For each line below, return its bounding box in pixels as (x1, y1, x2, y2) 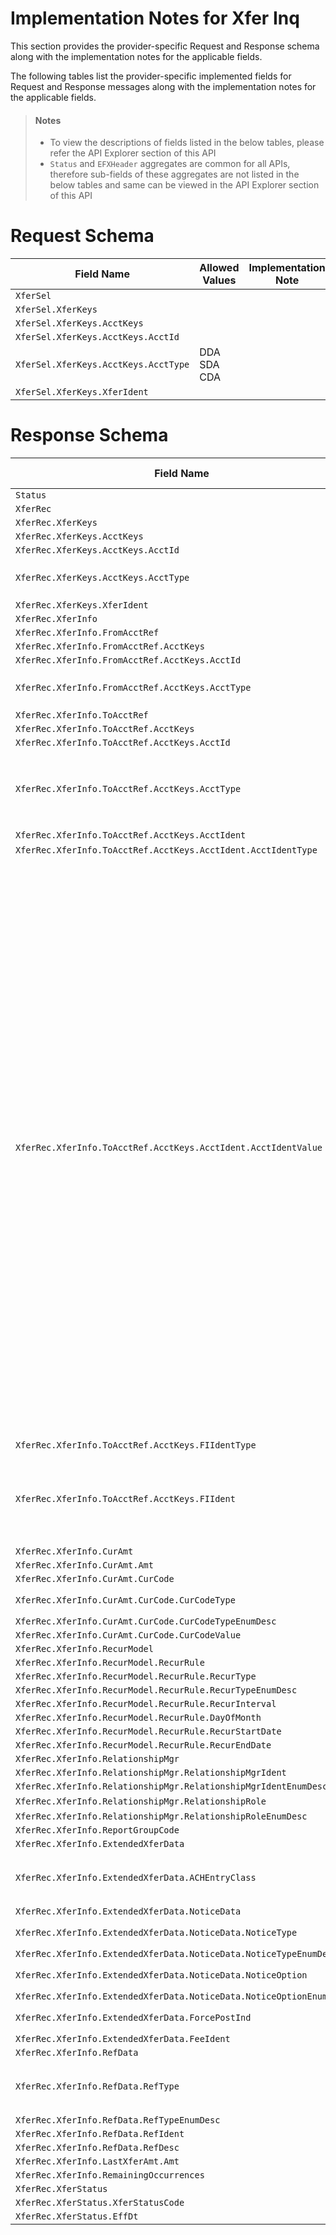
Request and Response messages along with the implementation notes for (10, 80, 317, 92)
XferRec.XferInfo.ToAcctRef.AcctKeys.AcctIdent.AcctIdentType (15, 845, 318, 856)
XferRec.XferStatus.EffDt (15, 2211, 139, 2222)
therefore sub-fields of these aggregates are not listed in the (49, 168, 300, 181)
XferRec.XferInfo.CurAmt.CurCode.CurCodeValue (15, 1630, 242, 1641)
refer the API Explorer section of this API (49, 147, 217, 159)
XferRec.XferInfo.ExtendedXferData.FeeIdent (15, 2033, 231, 2045)
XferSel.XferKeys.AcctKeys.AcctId (15, 332, 180, 343)
